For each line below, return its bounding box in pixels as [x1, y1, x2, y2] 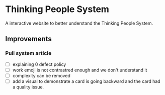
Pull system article [5, 50, 52, 57]
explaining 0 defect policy [12, 61, 66, 67]
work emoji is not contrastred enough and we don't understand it [12, 67, 147, 73]
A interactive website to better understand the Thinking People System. [5, 20, 153, 26]
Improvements [5, 35, 52, 43]
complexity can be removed [12, 72, 70, 78]
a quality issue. [12, 84, 44, 90]
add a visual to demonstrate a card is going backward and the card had [12, 78, 160, 84]
